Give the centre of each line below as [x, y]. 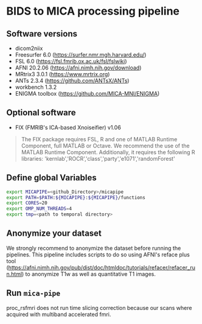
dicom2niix [29, 48]
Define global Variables [51, 178]
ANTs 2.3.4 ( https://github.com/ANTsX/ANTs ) [72, 81]
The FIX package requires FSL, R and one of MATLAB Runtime [99, 139]
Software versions [42, 34]
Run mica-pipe [33, 293]
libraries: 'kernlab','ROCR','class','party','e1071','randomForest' [98, 158]
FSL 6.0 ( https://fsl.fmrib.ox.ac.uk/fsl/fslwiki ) [71, 61]
